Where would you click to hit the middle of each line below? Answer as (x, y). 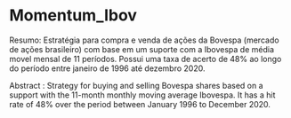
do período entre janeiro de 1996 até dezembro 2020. (107, 68)
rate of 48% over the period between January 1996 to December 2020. (140, 104)
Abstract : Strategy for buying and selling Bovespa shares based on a (137, 85)
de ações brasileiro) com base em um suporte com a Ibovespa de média (141, 49)
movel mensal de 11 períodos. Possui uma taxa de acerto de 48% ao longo (145, 59)
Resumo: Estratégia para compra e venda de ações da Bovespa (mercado (144, 40)
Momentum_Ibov (73, 16)
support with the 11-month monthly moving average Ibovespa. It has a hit (142, 95)
